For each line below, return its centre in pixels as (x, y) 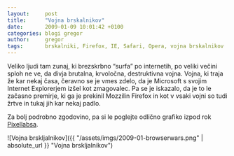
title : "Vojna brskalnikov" (56, 20)
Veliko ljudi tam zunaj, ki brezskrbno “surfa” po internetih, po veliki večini (112, 66)
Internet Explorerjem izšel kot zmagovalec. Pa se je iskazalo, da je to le (109, 88)
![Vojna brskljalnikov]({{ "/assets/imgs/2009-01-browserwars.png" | (105, 138)
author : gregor (36, 40)
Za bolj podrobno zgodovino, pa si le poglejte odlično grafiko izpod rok (109, 117)
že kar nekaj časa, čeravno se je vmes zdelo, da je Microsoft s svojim (107, 81)
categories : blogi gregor (45, 33)
